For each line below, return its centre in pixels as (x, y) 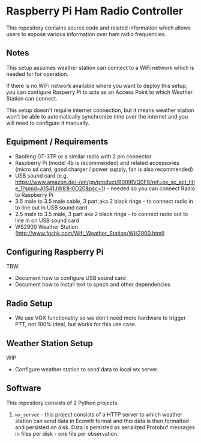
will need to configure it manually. (48, 123)
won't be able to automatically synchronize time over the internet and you (97, 116)
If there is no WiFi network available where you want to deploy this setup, (97, 85)
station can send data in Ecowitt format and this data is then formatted (102, 421)
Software (24, 389)
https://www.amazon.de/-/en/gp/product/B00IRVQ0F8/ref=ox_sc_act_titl (105, 182)
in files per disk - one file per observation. (67, 433)
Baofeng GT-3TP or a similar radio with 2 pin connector (83, 156)
